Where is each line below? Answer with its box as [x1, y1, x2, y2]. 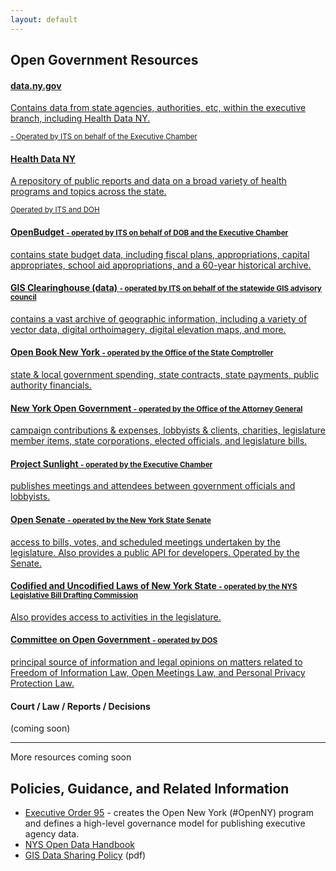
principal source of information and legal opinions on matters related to [10, 656, 303, 668]
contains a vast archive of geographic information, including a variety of [10, 312, 308, 325]
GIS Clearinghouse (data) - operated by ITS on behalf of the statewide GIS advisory [10, 282, 322, 294]
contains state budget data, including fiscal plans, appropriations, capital [10, 248, 310, 260]
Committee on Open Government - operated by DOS [10, 634, 218, 646]
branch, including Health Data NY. [10, 112, 151, 125]
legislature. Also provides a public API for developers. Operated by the [10, 546, 300, 558]
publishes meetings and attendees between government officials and [10, 480, 296, 492]
